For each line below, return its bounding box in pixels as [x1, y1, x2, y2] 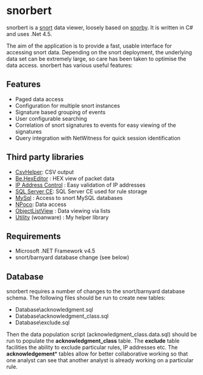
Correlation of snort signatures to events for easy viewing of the [15, 121, 176, 129]
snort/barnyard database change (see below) [15, 254, 129, 261]
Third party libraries [6, 152, 84, 162]
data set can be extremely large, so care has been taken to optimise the [6, 55, 187, 62]
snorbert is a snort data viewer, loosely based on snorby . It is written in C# [6, 24, 193, 31]
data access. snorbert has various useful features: [6, 62, 133, 69]
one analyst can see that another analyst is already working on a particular [6, 357, 194, 364]
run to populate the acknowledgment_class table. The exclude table [6, 337, 180, 345]
